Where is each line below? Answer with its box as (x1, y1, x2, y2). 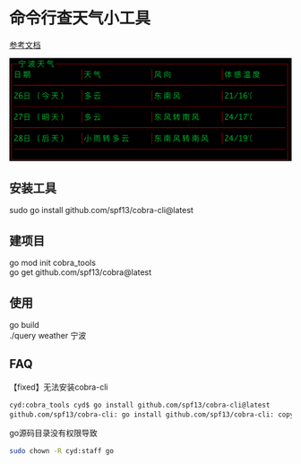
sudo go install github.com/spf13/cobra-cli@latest (9, 205, 194, 216)
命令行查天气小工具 (9, 8, 151, 29)
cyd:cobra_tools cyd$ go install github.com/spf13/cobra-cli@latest (9, 400, 271, 409)
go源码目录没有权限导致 (9, 427, 98, 438)
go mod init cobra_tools (9, 257, 97, 269)
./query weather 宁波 (9, 330, 87, 340)
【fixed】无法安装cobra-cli (9, 382, 108, 392)
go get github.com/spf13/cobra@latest (9, 267, 152, 278)
